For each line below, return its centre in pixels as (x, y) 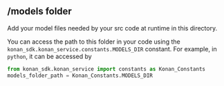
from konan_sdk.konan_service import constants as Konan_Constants (106, 69)
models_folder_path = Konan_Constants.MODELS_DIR (80, 76)
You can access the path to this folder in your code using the (94, 42)
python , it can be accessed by (49, 56)
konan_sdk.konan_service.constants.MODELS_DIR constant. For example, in (112, 49)
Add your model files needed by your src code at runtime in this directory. (112, 28)
